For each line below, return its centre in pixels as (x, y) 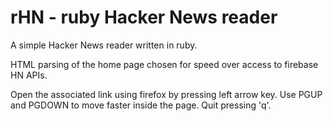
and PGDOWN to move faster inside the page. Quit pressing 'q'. (141, 105)
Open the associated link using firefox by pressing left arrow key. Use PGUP (166, 94)
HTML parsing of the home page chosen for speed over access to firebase (164, 64)
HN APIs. (29, 75)
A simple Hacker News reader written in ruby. (104, 45)
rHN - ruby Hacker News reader (144, 17)
